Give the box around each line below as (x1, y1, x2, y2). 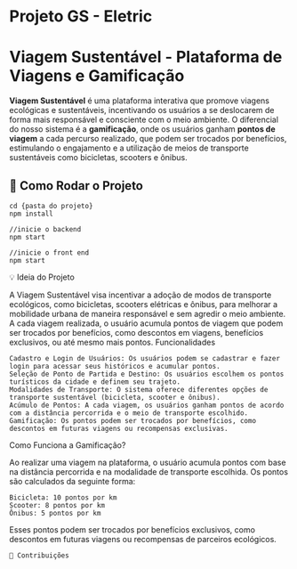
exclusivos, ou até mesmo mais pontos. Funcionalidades (9, 337, 216, 347)
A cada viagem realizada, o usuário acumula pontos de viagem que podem (9, 318, 284, 329)
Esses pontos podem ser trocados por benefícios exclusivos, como (9, 524, 256, 535)
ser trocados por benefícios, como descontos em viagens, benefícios (9, 327, 264, 337)
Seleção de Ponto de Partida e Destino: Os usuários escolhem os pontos (9, 370, 285, 378)
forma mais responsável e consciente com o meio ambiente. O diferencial (9, 114, 278, 126)
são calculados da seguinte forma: (9, 476, 136, 486)
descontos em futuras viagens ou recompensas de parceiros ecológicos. (9, 533, 277, 544)
